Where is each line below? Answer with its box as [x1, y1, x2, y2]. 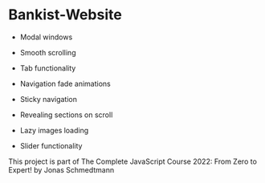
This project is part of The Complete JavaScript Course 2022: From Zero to [8, 157, 257, 166]
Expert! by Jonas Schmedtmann [8, 165, 115, 174]
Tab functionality [19, 63, 76, 73]
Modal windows [19, 32, 73, 42]
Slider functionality [19, 140, 83, 150]
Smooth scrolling [19, 47, 76, 57]
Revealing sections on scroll [19, 110, 113, 120]
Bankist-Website [8, 6, 122, 24]
